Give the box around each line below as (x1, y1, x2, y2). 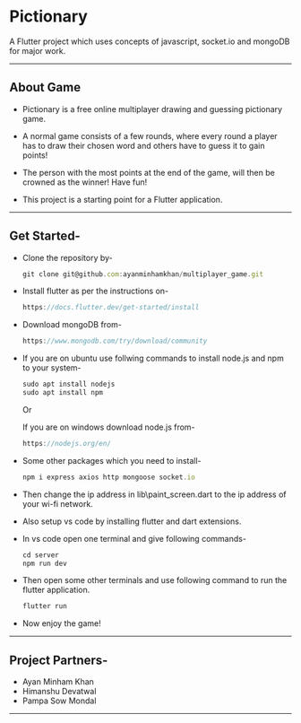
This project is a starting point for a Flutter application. (21, 194, 223, 205)
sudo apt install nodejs (21, 379, 116, 389)
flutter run (21, 602, 67, 611)
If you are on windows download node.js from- (21, 422, 195, 432)
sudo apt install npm (21, 388, 103, 397)
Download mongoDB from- (21, 319, 123, 330)
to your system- (21, 362, 82, 373)
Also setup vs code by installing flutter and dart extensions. (21, 516, 242, 527)
